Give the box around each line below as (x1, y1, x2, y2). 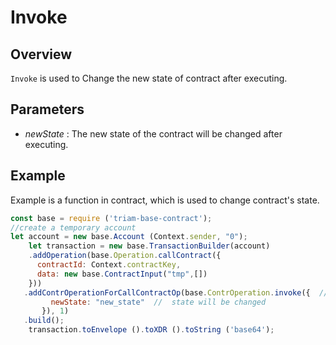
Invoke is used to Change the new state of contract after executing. (10, 72, 288, 84)
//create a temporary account (10, 222, 137, 233)
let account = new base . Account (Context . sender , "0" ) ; (10, 232, 248, 242)
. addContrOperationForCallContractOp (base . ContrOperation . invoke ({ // (23, 287, 329, 298)
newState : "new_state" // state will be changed (50, 297, 267, 307)
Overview (10, 46, 73, 63)
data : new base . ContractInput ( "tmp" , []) (36, 269, 208, 279)
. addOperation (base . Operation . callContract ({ (28, 251, 222, 261)
